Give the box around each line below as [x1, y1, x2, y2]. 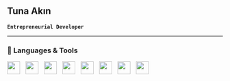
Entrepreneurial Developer [7, 23, 84, 30]
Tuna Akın [7, 5, 51, 17]
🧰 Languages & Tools [7, 46, 78, 55]
